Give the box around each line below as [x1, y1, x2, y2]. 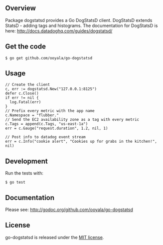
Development [5, 157, 48, 165]
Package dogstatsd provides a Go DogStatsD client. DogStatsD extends [5, 17, 153, 23]
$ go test [5, 180, 26, 185]
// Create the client [5, 82, 50, 87]
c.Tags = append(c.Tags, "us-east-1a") [5, 122, 88, 127]
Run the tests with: [5, 170, 43, 176]
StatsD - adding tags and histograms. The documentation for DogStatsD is [5, 22, 158, 28]
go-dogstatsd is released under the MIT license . [5, 234, 104, 240]
